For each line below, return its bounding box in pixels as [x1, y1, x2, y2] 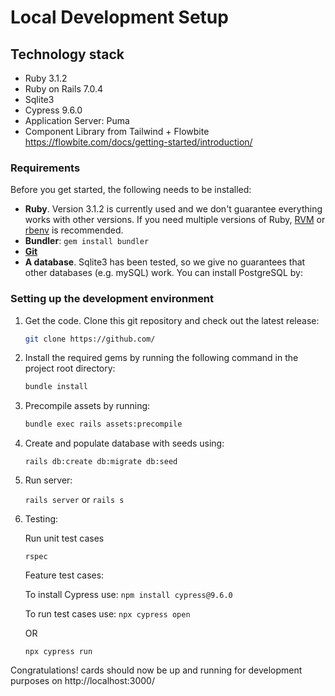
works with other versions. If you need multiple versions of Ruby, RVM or [24, 214, 326, 226]
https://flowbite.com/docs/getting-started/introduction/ [24, 136, 253, 148]
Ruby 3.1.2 [24, 72, 68, 84]
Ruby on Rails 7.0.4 [24, 83, 104, 95]
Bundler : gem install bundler [24, 235, 150, 247]
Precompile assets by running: [24, 400, 151, 412]
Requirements [10, 161, 81, 175]
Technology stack [10, 46, 125, 63]
